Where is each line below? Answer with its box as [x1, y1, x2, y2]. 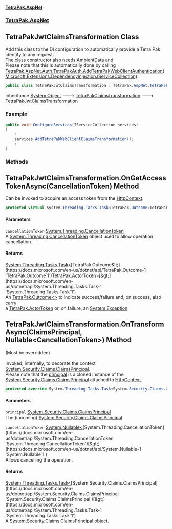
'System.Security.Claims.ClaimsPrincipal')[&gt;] [5, 496, 105, 502]
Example [5, 110, 28, 118]
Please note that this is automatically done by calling [5, 62, 116, 68]
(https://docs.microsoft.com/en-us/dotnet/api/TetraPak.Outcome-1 [5, 267, 146, 273]
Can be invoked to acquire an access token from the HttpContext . [5, 195, 144, 201]
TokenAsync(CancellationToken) [5, 182, 113, 191]
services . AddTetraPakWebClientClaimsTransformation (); [14, 136, 134, 142]
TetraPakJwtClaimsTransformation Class [5, 32, 139, 41]
